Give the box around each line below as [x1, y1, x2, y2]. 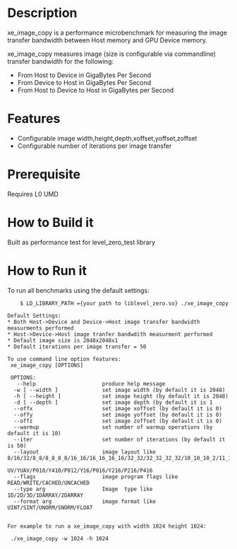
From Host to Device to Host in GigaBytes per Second [17, 86, 174, 94]
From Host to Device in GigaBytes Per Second [17, 71, 152, 79]
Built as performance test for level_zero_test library [7, 238, 156, 246]
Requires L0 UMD [7, 190, 59, 198]
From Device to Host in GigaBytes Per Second [17, 78, 152, 86]
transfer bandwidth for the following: [7, 57, 114, 65]
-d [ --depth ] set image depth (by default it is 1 [13, 398, 213, 406]
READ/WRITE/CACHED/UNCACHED [7, 479, 90, 486]
